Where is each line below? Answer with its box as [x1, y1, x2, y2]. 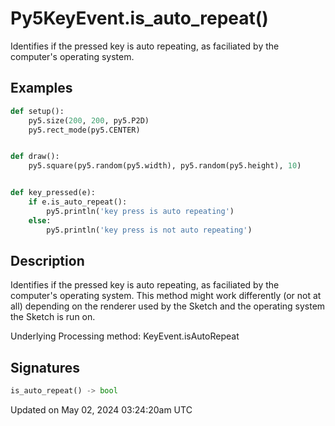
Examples [10, 80, 73, 97]
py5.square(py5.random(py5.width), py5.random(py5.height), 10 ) [28, 161, 302, 171]
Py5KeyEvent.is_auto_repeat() [10, 7, 269, 30]
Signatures [10, 359, 81, 376]
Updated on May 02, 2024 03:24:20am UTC [10, 404, 193, 416]
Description [10, 252, 85, 269]
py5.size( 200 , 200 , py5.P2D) [28, 115, 150, 126]
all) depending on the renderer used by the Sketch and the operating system [10, 300, 326, 312]
